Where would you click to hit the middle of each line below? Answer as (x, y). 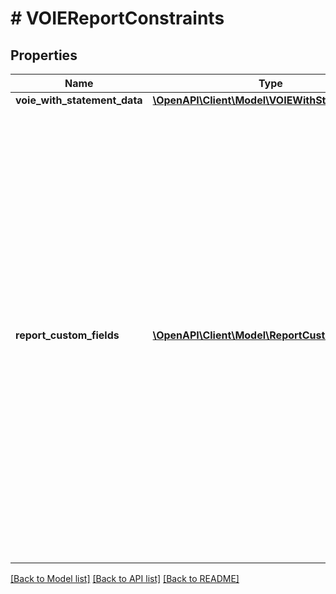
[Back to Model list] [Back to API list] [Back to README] (125, 578)
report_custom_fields (67, 335)
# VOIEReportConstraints (117, 18)
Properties (44, 55)
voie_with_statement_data (79, 100)
